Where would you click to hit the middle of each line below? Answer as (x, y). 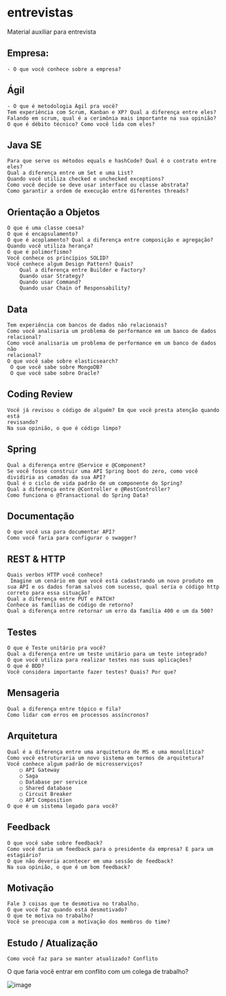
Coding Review (40, 394)
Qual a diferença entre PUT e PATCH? (61, 599)
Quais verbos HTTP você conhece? (55, 575)
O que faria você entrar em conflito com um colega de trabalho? (98, 972)
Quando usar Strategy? (52, 277)
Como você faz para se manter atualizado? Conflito (82, 959)
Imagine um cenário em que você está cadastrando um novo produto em (112, 581)
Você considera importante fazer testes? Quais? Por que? (92, 672)
